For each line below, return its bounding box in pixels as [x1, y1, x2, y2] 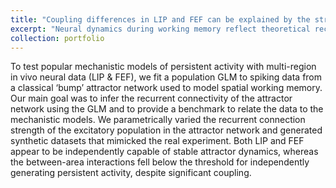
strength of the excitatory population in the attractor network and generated [10, 124, 323, 136]
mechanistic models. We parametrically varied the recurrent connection [10, 114, 306, 126]
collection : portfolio [10, 33, 105, 43]
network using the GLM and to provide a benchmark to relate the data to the [10, 103, 324, 115]
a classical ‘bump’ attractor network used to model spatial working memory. [10, 82, 323, 94]
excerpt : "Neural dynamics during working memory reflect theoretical [10, 24, 311, 34]
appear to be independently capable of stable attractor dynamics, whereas [10, 146, 319, 158]
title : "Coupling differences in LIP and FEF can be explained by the [10, 14, 311, 25]
